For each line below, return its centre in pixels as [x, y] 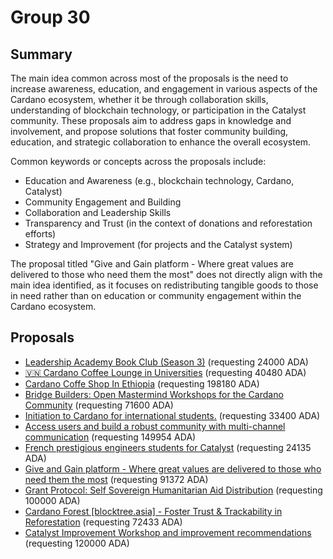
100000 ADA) [52, 500]
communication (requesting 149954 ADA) [110, 437]
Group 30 [50, 17]
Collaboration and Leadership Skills [98, 212]
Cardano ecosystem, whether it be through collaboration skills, [139, 99]
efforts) [40, 234]
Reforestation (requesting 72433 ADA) [103, 522]
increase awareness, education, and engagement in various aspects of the [164, 89]
